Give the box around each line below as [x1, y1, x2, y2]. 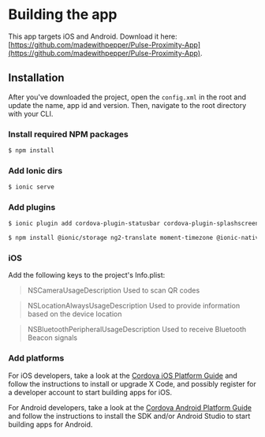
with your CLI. [8, 109, 54, 118]
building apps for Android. [8, 420, 93, 429]
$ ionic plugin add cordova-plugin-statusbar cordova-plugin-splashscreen [8, 219, 259, 228]
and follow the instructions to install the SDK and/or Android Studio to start [8, 411, 251, 420]
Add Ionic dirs [8, 165, 63, 176]
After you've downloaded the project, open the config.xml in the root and [8, 92, 247, 102]
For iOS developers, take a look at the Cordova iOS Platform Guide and [8, 371, 238, 380]
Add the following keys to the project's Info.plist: [8, 271, 166, 280]
